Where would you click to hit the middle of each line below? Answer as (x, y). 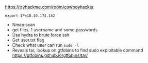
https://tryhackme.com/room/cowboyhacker (49, 7)
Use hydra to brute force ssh (41, 35)
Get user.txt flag (28, 40)
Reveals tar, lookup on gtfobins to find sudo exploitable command (77, 50)
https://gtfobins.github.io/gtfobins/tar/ (50, 55)
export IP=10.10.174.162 (30, 16)
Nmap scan (24, 25)
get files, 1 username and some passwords (55, 30)
